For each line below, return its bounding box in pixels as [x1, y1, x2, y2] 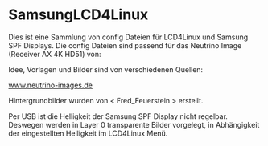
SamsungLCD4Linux [8, 6, 149, 24]
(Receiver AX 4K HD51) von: [8, 49, 101, 59]
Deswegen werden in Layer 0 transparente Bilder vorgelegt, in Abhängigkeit [8, 120, 260, 129]
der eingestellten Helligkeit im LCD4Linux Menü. [8, 128, 168, 138]
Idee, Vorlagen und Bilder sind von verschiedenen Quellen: [8, 64, 204, 74]
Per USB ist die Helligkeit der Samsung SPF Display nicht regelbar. [8, 111, 228, 121]
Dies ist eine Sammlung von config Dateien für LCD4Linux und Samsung [8, 32, 249, 42]
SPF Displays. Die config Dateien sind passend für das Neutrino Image [8, 40, 242, 50]
